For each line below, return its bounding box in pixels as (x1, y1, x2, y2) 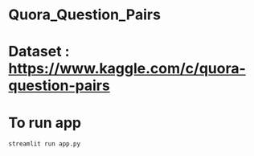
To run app (8, 113, 82, 132)
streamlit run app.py (8, 140, 81, 148)
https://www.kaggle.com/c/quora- (8, 60, 247, 78)
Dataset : (8, 43, 70, 61)
